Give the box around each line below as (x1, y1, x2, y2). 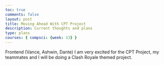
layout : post (5, 16, 32, 21)
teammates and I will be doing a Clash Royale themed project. (5, 54, 132, 60)
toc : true (5, 7, 26, 12)
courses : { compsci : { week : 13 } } (5, 35, 77, 40)
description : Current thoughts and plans (5, 26, 93, 31)
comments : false (5, 12, 39, 17)
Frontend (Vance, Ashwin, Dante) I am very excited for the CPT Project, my (5, 48, 159, 55)
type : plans (5, 30, 30, 35)
